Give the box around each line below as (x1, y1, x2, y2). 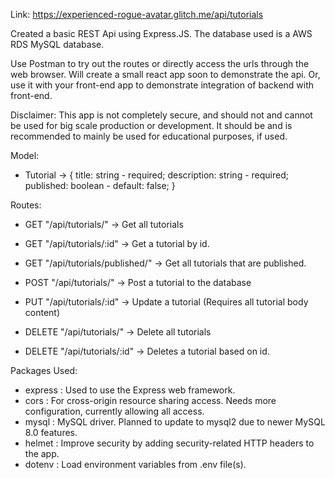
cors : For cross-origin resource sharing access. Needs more (24, 395, 277, 406)
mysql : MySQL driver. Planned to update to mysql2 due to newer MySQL (24, 416, 326, 428)
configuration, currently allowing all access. (24, 405, 205, 417)
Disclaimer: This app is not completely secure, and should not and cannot (10, 109, 313, 121)
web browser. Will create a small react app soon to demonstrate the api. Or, (10, 69, 321, 80)
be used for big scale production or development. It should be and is (10, 120, 293, 131)
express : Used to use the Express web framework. (24, 384, 236, 396)
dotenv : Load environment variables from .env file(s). (24, 459, 247, 470)
